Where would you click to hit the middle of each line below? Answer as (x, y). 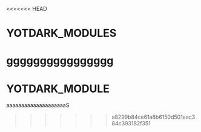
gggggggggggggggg (60, 61)
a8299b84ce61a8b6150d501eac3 (153, 117)
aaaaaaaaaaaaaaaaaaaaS (38, 105)
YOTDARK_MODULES (61, 33)
